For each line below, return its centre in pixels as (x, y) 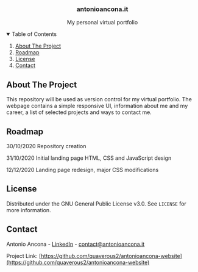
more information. (29, 210)
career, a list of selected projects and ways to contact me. (79, 112)
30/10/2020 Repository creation (46, 146)
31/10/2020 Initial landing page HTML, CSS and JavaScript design (89, 158)
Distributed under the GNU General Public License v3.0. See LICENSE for (97, 204)
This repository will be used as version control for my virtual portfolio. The (99, 99)
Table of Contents (34, 34)
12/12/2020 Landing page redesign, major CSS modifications (83, 170)
